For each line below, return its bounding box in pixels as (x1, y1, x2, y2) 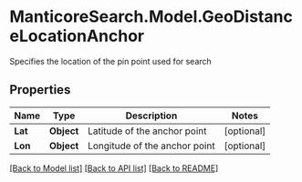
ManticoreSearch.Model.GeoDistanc (9, 6, 294, 27)
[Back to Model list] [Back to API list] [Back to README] (9, 162, 219, 174)
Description (125, 109, 178, 122)
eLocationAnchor (9, 25, 144, 46)
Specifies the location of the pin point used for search (9, 56, 212, 66)
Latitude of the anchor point (88, 125, 207, 137)
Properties (9, 82, 71, 97)
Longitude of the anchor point (88, 139, 216, 152)
